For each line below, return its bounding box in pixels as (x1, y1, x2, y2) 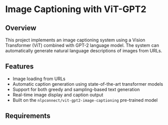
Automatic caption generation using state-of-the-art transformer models (12, 81, 163, 87)
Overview (5, 24, 37, 32)
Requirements (5, 112, 50, 120)
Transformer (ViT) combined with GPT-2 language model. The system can (5, 42, 159, 48)
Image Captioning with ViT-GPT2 (5, 4, 147, 15)
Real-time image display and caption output (12, 92, 103, 98)
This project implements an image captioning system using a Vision (5, 37, 145, 43)
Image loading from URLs (12, 76, 66, 82)
